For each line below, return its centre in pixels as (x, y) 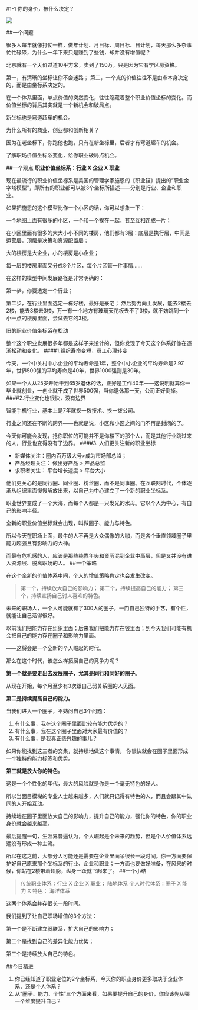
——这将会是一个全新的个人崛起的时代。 (55, 648)
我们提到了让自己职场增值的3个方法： (52, 916)
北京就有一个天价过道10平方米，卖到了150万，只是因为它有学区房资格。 (93, 65)
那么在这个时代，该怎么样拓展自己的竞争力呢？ (63, 661)
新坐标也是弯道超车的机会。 (40, 118)
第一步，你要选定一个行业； (40, 291)
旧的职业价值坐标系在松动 (37, 331)
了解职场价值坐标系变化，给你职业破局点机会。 (63, 155)
